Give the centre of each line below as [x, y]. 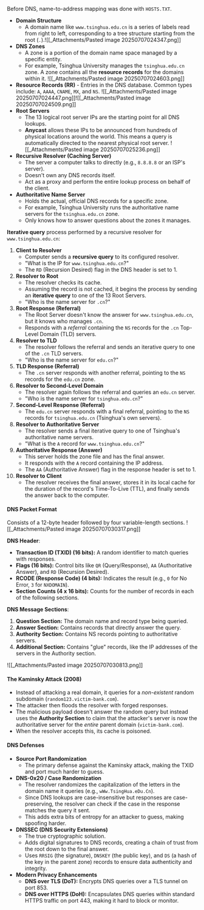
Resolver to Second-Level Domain [59, 386]
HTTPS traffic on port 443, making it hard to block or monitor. [102, 900]
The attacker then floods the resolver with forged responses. [92, 706]
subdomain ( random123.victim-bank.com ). [67, 699]
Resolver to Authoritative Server [57, 424]
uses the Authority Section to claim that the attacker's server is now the [106, 718]
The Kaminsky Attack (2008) [44, 679]
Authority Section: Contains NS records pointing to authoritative [97, 634]
